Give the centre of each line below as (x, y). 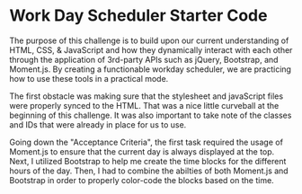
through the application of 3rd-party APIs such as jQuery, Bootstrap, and (144, 59)
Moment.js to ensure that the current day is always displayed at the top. (142, 151)
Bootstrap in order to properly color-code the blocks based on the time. (142, 180)
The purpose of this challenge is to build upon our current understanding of (149, 40)
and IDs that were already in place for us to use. (98, 124)
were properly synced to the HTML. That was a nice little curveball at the (144, 105)
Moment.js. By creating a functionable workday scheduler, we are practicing (151, 69)
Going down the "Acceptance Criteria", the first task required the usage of (146, 142)
